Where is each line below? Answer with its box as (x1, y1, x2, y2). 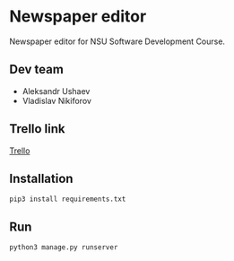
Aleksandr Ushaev (22, 85, 91, 96)
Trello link (9, 121, 65, 136)
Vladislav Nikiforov (22, 95, 92, 106)
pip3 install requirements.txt (9, 195, 126, 204)
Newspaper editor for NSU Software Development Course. (9, 36, 226, 47)
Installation (9, 170, 74, 186)
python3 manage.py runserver (9, 243, 118, 252)
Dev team (9, 62, 65, 77)
